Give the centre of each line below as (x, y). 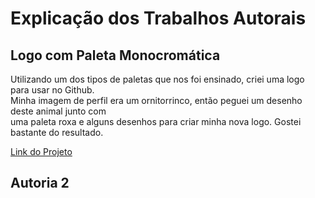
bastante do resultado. (57, 132)
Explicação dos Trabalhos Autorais (158, 18)
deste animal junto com (58, 111)
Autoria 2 (40, 183)
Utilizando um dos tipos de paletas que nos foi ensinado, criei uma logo (157, 79)
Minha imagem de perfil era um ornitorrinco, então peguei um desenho (156, 100)
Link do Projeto (41, 151)
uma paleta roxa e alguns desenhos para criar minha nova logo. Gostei (156, 121)
